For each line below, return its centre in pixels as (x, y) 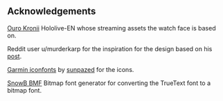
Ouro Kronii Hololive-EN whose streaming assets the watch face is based (111, 28)
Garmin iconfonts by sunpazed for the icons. (71, 69)
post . (15, 56)
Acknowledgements (52, 11)
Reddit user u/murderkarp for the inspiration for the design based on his (110, 48)
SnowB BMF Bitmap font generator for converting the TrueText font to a (109, 83)
